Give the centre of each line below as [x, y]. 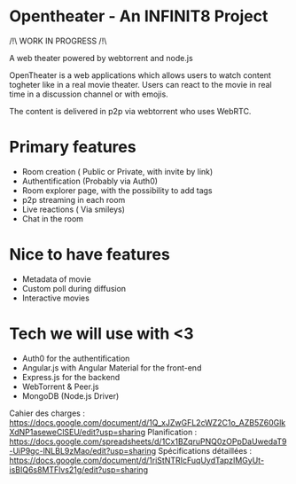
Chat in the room [53, 218]
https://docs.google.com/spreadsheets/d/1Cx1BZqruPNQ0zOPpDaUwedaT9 [148, 441]
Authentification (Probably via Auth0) [90, 181]
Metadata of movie [56, 279]
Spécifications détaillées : [205, 450]
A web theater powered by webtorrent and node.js [101, 58]
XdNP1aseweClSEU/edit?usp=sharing [78, 432]
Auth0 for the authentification [76, 358]
